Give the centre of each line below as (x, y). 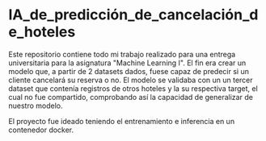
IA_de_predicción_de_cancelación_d (133, 15)
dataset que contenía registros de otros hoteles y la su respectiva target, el (133, 88)
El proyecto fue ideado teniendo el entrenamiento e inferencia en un (122, 121)
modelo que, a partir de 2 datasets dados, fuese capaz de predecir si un (129, 71)
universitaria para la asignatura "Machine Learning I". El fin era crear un (127, 63)
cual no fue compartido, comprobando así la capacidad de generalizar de (131, 97)
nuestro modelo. (36, 106)
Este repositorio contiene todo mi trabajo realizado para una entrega (122, 54)
